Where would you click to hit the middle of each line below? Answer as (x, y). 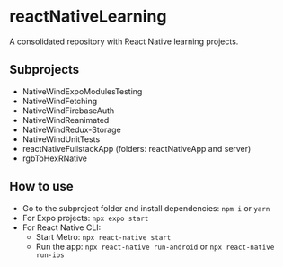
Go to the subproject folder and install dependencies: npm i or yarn (146, 208)
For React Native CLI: (62, 227)
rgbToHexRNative (55, 158)
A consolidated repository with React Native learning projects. (124, 41)
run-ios (50, 255)
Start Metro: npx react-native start (103, 236)
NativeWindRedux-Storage (71, 129)
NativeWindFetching (60, 101)
